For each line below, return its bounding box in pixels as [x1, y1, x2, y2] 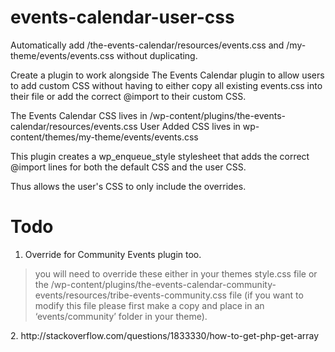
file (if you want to [228, 289, 304, 301]
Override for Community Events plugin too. [24, 248, 202, 260]
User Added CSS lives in [139, 120, 241, 132]
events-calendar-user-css [10, 6, 235, 29]
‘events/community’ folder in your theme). [34, 310, 208, 322]
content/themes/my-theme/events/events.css [10, 131, 199, 143]
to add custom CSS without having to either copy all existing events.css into [10, 79, 323, 91]
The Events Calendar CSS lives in [10, 109, 148, 121]
